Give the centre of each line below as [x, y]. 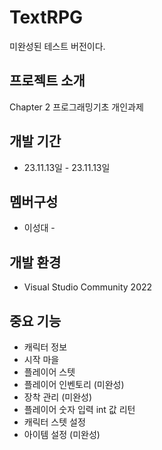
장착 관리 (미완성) [58, 397]
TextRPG [46, 17]
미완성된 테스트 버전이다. [57, 46]
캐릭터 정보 [45, 347]
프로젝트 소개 [47, 81]
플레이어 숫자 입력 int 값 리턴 [79, 409]
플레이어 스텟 [49, 372]
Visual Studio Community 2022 [88, 287]
